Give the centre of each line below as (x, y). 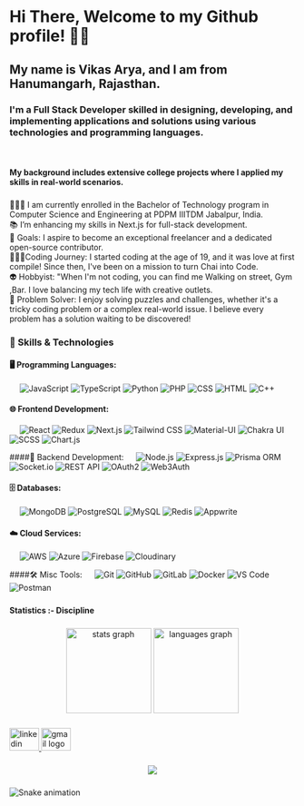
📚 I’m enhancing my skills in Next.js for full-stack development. (128, 225)
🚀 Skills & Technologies (62, 342)
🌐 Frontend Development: (59, 409)
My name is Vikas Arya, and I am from (118, 69)
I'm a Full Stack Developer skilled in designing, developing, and (151, 109)
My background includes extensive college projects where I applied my (147, 172)
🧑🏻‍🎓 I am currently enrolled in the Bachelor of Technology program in (139, 205)
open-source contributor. (57, 248)
